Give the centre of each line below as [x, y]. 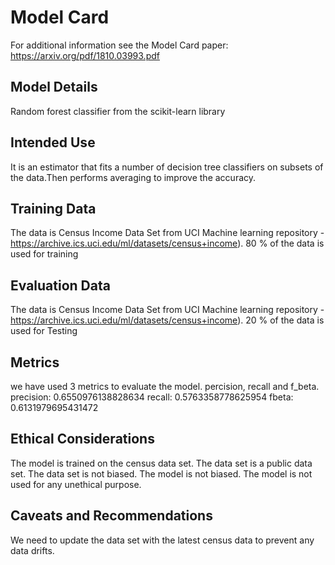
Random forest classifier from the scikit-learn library [118, 111]
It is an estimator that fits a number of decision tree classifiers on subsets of [167, 167]
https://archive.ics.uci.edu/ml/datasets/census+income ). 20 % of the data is [167, 320]
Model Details [54, 87]
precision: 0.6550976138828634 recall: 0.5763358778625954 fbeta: [152, 397]
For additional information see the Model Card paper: [119, 45]
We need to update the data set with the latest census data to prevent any [162, 540]
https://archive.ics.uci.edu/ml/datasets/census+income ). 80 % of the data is [167, 243]
